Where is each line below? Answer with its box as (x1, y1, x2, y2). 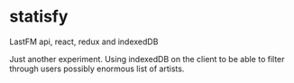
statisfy (9, 6, 69, 27)
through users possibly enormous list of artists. (9, 63, 185, 74)
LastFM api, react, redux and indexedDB (9, 36, 159, 47)
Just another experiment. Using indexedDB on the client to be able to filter (9, 53, 286, 64)
